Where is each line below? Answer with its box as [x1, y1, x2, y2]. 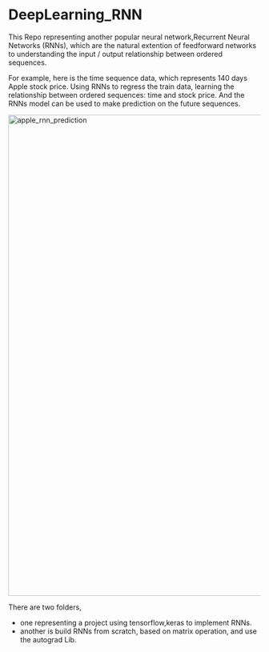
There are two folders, [8, 602, 82, 612]
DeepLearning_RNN [8, 6, 143, 24]
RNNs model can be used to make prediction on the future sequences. [8, 99, 241, 108]
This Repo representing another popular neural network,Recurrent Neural [8, 32, 250, 42]
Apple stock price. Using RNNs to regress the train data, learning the [8, 82, 235, 91]
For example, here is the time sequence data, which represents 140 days [8, 73, 248, 83]
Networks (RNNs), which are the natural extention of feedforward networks [8, 40, 257, 50]
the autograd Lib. [19, 634, 77, 644]
